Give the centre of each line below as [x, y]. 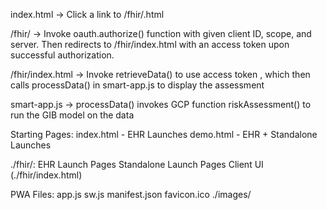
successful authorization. [62, 55]
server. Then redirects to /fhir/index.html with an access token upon [150, 44]
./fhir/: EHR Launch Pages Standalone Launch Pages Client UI [137, 164]
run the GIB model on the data [72, 115]
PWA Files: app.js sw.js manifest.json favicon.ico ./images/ [131, 194]
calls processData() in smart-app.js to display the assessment [137, 85]
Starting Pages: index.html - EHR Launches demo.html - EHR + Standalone [164, 134]
